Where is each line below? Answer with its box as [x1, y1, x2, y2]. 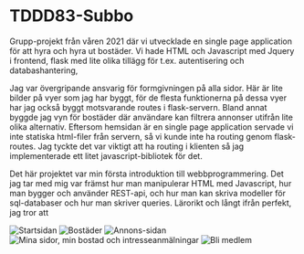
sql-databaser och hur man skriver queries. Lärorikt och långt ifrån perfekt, [9, 197, 292, 208]
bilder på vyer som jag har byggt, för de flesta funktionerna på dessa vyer [9, 92, 288, 103]
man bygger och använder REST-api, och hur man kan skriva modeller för [9, 187, 286, 198]
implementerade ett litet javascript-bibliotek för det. [9, 150, 203, 161]
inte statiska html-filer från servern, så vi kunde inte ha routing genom [9, 131, 273, 142]
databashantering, [9, 65, 79, 76]
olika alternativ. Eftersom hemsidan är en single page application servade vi [9, 121, 294, 132]
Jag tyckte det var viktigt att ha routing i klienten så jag [37, 141, 245, 152]
